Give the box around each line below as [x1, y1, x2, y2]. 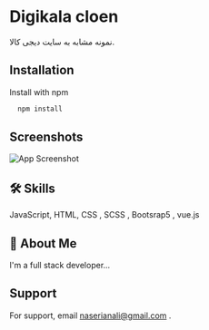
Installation [9, 63, 75, 78]
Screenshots [9, 130, 84, 145]
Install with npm [9, 86, 69, 97]
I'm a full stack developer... [9, 260, 111, 271]
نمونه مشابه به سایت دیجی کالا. [9, 36, 115, 47]
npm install [17, 104, 64, 113]
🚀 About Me [9, 236, 77, 251]
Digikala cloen [9, 6, 119, 27]
